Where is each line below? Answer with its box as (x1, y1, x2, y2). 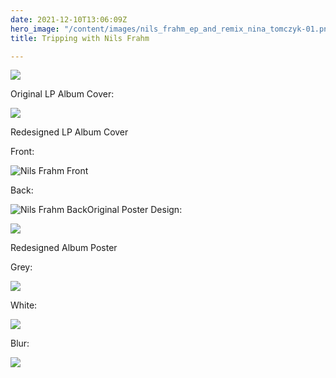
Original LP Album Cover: (10, 88, 115, 100)
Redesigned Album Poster (10, 242, 118, 254)
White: (10, 299, 38, 311)
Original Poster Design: (86, 204, 183, 216)
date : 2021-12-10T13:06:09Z (10, 14, 128, 25)
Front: (10, 146, 35, 158)
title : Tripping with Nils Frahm (10, 33, 150, 43)
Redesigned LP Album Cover (10, 126, 129, 138)
